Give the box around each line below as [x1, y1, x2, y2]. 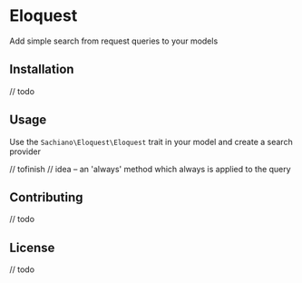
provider [9, 146, 41, 157]
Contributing [9, 190, 83, 205]
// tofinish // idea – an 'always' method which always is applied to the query [9, 163, 292, 174]
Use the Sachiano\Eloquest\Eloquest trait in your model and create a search [9, 136, 293, 147]
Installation [9, 62, 74, 77]
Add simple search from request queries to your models [9, 35, 219, 46]
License [9, 239, 55, 255]
